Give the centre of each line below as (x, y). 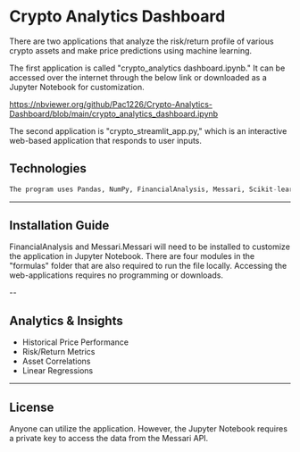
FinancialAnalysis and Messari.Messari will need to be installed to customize (150, 247)
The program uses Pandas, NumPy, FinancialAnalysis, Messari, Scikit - (143, 189)
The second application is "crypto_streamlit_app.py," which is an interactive (148, 130)
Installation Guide (59, 226)
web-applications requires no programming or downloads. (116, 275)
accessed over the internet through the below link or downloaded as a (138, 77)
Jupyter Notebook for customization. (77, 87)
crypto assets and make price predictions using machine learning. (131, 50)
